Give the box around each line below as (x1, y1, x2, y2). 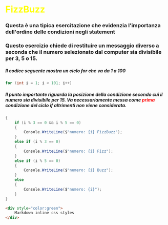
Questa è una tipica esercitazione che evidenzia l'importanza (5, 22, 161, 29)
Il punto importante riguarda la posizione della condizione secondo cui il (5, 91, 163, 98)
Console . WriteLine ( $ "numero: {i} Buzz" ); (24, 168, 114, 173)
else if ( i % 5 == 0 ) (14, 158, 60, 163)
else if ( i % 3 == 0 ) (14, 139, 60, 145)
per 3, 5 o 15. (5, 55, 37, 62)
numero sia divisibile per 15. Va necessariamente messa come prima (5, 97, 155, 103)
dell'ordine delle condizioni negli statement (5, 28, 115, 35)
